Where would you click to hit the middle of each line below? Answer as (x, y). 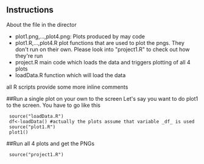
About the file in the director (42, 24)
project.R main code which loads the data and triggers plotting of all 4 (103, 62)
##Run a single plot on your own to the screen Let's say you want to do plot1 (102, 98)
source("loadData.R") (36, 116)
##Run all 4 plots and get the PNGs (51, 143)
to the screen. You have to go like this (53, 105)
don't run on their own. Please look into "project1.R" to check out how (102, 49)
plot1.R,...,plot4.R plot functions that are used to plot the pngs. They (100, 43)
